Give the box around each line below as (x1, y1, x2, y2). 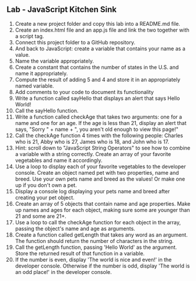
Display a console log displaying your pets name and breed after (15, 188, 170, 195)
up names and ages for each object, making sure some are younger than (15, 206, 190, 213)
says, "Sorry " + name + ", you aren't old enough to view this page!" (15, 126, 178, 133)
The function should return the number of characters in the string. (15, 237, 174, 244)
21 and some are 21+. (15, 213, 66, 220)
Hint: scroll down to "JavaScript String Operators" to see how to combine (15, 144, 191, 151)
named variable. (15, 82, 54, 89)
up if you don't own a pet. (15, 181, 78, 189)
